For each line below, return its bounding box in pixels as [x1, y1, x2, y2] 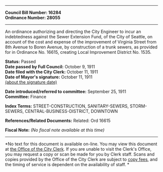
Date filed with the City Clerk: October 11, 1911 [5, 69, 98, 75]
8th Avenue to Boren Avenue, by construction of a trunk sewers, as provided [5, 44, 158, 50]
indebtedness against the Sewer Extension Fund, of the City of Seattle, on [5, 34, 153, 39]
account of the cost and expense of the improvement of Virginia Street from [5, 39, 157, 45]
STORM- [130, 103, 147, 109]
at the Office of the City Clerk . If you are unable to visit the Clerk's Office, [5, 146, 152, 152]
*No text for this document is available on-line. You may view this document [5, 141, 158, 147]
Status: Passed [5, 59, 36, 64]
